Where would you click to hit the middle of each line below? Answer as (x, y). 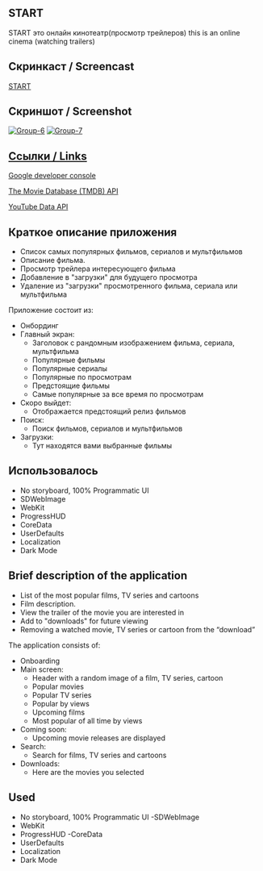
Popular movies (58, 686)
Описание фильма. (53, 260)
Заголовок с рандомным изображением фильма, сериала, (134, 343)
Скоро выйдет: (46, 403)
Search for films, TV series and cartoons (99, 755)
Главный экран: (47, 335)
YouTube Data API (38, 207)
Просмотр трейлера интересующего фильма (98, 269)
